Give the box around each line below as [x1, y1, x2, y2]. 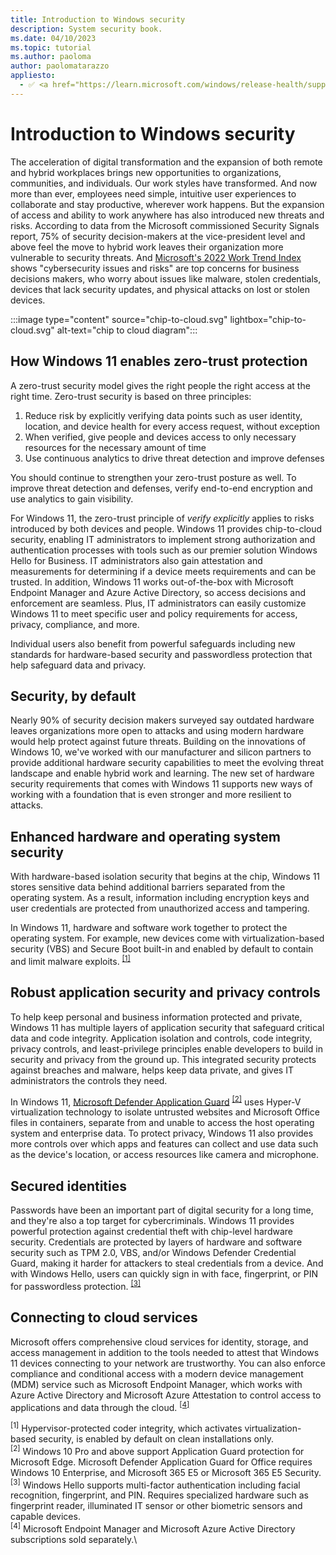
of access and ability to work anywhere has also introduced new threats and [10, 209, 325, 221]
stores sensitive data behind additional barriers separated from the [10, 881, 286, 893]
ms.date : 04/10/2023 [10, 33, 97, 43]
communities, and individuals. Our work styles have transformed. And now [10, 177, 318, 189]
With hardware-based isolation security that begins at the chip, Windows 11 [10, 871, 321, 883]
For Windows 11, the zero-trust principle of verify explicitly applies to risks [10, 512, 315, 524]
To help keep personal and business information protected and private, [10, 1011, 303, 1023]
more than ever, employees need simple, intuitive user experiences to [10, 187, 297, 200]
